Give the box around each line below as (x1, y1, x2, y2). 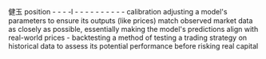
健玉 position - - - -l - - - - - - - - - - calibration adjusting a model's (8, 7, 228, 16)
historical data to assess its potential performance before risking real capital (8, 41, 259, 50)
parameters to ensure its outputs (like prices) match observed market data (8, 16, 253, 26)
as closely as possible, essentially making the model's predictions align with (8, 25, 259, 33)
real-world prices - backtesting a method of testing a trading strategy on (8, 33, 248, 42)
